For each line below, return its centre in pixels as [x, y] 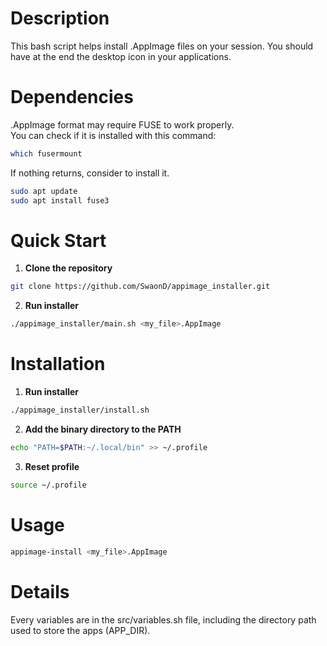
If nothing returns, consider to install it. [90, 173]
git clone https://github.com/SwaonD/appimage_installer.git [140, 287]
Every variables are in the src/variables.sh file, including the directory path [163, 619]
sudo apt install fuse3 [60, 200]
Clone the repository [68, 268]
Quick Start [58, 240]
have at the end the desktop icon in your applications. [121, 56]
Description [60, 18]
